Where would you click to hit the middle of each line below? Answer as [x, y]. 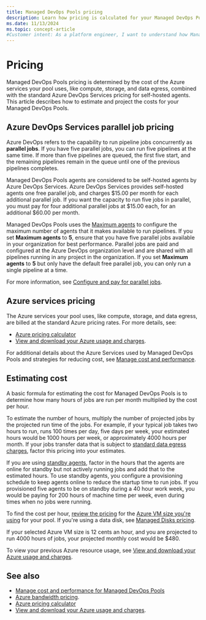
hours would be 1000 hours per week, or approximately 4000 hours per [97, 437]
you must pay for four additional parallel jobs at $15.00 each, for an [91, 206]
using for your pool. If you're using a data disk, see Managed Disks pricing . [101, 520]
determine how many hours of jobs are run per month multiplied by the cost [102, 399]
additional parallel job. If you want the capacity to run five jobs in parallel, [99, 199]
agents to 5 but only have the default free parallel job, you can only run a [99, 263]
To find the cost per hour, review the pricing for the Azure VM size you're [99, 513]
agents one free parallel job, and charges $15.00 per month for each [93, 193]
